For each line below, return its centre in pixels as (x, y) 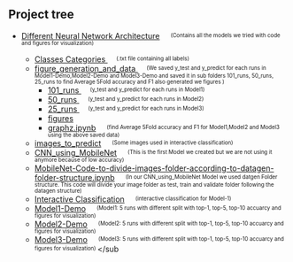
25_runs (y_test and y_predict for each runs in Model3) (126, 109)
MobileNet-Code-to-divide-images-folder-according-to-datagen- (154, 168)
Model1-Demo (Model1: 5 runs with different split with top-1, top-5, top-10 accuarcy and (158, 208)
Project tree (41, 15)
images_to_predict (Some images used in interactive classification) (134, 143)
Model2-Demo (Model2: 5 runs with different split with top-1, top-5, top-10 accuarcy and (159, 224)
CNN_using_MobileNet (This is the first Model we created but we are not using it (153, 152)
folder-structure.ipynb (75, 177)
